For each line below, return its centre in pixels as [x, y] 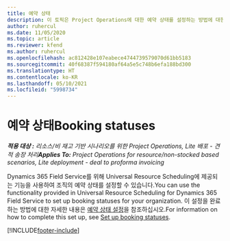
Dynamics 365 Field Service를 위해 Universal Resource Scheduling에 [103, 177]
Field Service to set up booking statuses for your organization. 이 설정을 [108, 201]
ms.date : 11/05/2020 [37, 33]
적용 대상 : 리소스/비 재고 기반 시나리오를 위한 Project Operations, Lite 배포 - [110, 146]
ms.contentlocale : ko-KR [42, 77]
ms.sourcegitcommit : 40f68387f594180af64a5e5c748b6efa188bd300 [99, 64]
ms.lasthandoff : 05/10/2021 [47, 84]
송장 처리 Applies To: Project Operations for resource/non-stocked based [116, 155]
